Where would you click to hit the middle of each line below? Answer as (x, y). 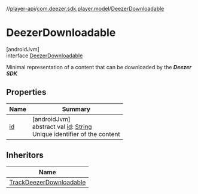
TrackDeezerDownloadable (48, 182)
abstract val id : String (62, 127)
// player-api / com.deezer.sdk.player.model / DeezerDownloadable (85, 9)
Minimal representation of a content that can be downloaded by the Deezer (99, 67)
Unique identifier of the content (76, 134)
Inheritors (25, 155)
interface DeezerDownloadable (45, 56)
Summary (76, 109)
